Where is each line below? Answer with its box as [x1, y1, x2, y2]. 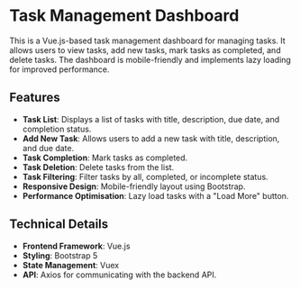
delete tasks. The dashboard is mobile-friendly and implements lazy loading [9, 54, 291, 65]
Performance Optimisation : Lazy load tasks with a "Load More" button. [22, 190, 289, 201]
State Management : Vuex [22, 259, 120, 270]
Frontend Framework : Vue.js [22, 240, 131, 251]
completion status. [22, 123, 92, 134]
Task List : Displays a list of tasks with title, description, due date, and [22, 113, 280, 124]
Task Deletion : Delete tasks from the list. [22, 161, 175, 172]
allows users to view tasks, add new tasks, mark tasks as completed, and [9, 44, 281, 55]
